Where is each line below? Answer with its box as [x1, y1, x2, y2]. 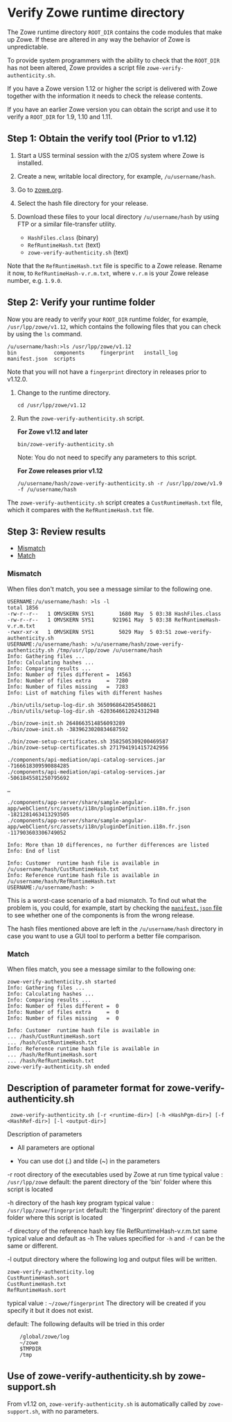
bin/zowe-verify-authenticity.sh [17, 441, 114, 448]
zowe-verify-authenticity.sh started [7, 978, 116, 985]
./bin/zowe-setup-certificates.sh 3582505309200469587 [7, 738, 169, 745]
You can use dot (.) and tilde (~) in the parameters [17, 1157, 161, 1165]
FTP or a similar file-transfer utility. [17, 220, 116, 228]
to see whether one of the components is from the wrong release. [7, 910, 195, 919]
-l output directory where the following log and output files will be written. [7, 1255, 217, 1263]
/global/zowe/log [19, 1333, 70, 1340]
